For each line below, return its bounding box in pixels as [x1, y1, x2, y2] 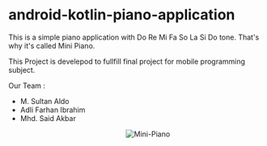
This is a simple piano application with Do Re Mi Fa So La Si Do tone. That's [8, 32, 260, 42]
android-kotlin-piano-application [8, 6, 235, 24]
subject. [8, 65, 36, 74]
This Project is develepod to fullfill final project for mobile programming [8, 56, 245, 66]
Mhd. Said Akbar [19, 113, 77, 123]
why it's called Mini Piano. [8, 40, 95, 50]
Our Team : [8, 81, 46, 90]
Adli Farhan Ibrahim [19, 105, 86, 115]
